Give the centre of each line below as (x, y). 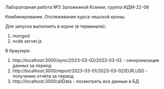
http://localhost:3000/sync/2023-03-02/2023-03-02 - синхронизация (86, 60)
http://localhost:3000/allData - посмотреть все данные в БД (76, 81)
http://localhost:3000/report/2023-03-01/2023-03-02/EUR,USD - (80, 71)
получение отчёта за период (43, 76)
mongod (21, 36)
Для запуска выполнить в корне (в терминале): (56, 26)
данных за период (32, 66)
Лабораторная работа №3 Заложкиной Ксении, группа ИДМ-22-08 (77, 7)
